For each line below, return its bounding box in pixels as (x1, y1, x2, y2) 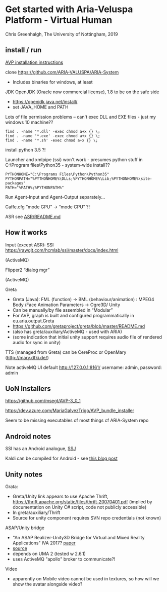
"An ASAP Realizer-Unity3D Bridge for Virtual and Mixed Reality (12, 535, 145, 540)
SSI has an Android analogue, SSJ (5, 446, 76, 452)
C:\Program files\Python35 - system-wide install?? (5, 162, 110, 168)
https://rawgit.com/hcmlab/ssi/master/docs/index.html (5, 247, 119, 253)
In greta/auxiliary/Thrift (12, 509, 61, 515)
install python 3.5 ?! (5, 146, 46, 153)
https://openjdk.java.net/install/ (12, 98, 78, 104)
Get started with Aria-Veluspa (5, 4, 133, 15)
